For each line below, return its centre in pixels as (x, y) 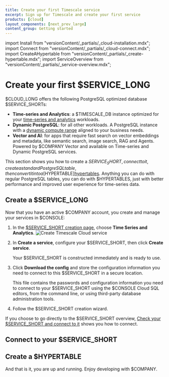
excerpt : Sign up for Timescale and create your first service (73, 15)
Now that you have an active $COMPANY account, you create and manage (82, 212)
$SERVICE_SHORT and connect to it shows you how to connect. (72, 323)
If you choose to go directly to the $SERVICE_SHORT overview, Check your (83, 318)
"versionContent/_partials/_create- (108, 54)
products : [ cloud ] (24, 19)
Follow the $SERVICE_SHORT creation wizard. (60, 308)
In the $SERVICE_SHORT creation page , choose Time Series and (80, 227)
